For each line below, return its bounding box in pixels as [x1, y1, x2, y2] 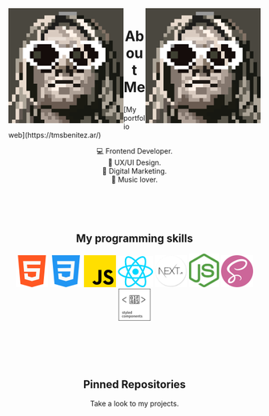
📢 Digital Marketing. [102, 166, 167, 175]
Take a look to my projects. [90, 399, 179, 409]
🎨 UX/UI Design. [107, 158, 162, 167]
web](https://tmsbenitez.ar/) [8, 130, 102, 139]
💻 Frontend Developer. [96, 146, 173, 155]
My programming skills [75, 232, 194, 246]
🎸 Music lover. [110, 174, 159, 184]
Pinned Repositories [82, 378, 187, 391]
